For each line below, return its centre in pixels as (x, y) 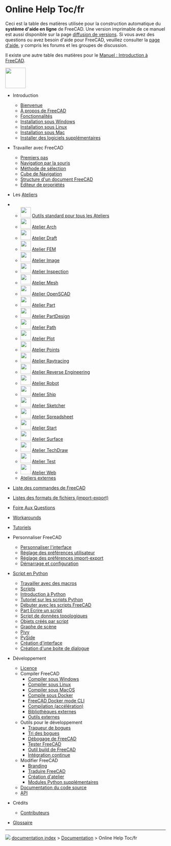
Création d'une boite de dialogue (55, 648)
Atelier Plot (43, 339)
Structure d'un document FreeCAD (56, 179)
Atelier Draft (45, 238)
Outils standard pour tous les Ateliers (70, 215)
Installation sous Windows (48, 122)
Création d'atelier (46, 777)
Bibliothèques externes (52, 711)
